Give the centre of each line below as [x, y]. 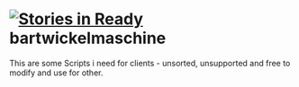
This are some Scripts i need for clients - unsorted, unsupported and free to [150, 63]
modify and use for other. [56, 73]
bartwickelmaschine [88, 38]
